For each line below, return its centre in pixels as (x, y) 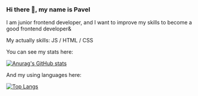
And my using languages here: (44, 75)
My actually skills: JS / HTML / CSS (50, 41)
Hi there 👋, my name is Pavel (48, 10)
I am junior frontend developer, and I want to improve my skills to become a (99, 23)
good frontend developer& (39, 29)
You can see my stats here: (40, 52)
